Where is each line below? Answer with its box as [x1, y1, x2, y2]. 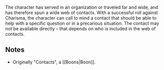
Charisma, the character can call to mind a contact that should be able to [5, 15, 157, 21]
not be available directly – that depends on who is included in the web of [5, 26, 156, 32]
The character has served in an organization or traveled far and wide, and [5, 5, 158, 10]
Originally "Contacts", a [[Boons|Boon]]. [12, 59, 96, 65]
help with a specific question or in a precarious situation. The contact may [5, 20, 159, 26]
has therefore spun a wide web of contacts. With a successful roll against [5, 10, 158, 16]
